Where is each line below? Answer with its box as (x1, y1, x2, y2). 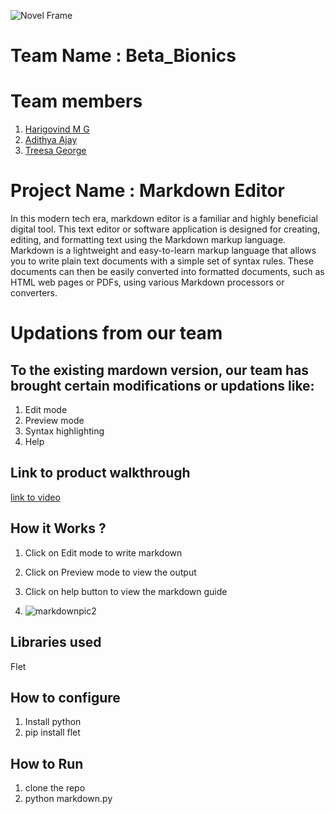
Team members (10, 90, 143, 113)
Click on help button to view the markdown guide (24, 585, 228, 597)
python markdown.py (24, 793, 113, 805)
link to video (10, 491, 61, 503)
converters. (10, 287, 58, 299)
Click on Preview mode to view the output (24, 566, 197, 578)
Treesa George (24, 145, 87, 157)
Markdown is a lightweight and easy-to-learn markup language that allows (10, 245, 317, 257)
